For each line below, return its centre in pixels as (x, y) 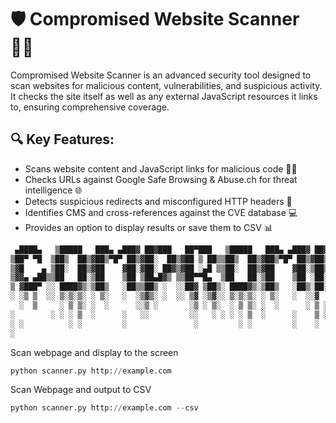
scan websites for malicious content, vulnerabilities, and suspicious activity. (166, 85)
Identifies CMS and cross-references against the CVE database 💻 (161, 212)
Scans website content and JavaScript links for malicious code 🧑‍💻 (161, 168)
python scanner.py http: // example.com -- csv (104, 408)
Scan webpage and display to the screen (94, 352)
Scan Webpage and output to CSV (81, 390)
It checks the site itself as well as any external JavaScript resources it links (164, 96)
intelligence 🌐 (53, 190)
